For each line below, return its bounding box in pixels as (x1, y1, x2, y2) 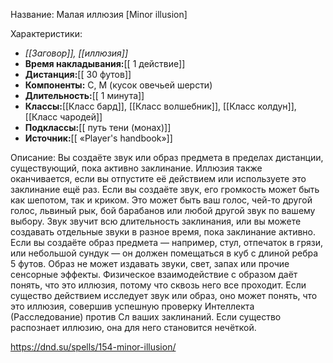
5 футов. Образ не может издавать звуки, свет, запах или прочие (10, 258, 290, 269)
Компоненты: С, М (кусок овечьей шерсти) (24, 79, 213, 91)
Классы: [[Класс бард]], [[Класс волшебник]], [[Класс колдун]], (24, 100, 297, 112)
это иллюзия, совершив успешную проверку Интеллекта (10, 300, 255, 312)
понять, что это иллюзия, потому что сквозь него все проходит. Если (10, 279, 307, 291)
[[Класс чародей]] (24, 111, 103, 123)
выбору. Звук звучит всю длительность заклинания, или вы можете (10, 215, 302, 227)
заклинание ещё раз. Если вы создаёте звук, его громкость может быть (10, 184, 320, 195)
